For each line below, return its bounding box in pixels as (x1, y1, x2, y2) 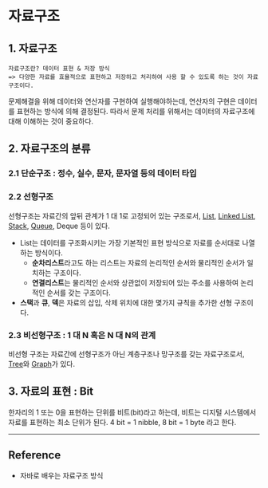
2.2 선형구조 (8, 191, 54, 203)
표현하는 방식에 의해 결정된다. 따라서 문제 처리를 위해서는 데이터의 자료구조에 (16, 107, 255, 116)
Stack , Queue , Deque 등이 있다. (8, 221, 110, 230)
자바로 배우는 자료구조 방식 (19, 470, 104, 480)
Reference (8, 448, 61, 462)
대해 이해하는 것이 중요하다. (8, 116, 94, 126)
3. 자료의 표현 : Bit (8, 384, 94, 399)
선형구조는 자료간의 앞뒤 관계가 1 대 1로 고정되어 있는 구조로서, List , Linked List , (8, 211, 256, 220)
